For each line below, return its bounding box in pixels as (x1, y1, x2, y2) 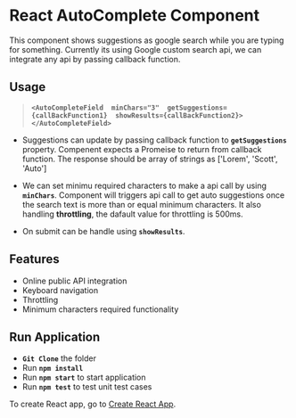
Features (9, 251, 60, 267)
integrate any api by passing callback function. (9, 53, 181, 64)
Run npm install (21, 363, 84, 373)
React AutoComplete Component (9, 5, 260, 26)
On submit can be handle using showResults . (21, 225, 185, 236)
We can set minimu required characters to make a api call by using (21, 180, 267, 191)
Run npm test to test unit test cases (21, 381, 152, 392)
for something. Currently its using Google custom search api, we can (9, 44, 262, 54)
